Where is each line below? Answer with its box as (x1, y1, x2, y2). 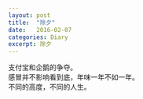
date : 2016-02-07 (8, 26, 72, 34)
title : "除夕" (8, 19, 56, 27)
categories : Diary (8, 33, 68, 41)
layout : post (8, 11, 51, 19)
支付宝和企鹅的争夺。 (8, 63, 77, 72)
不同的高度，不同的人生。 (8, 83, 91, 92)
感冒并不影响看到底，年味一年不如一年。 (8, 72, 139, 82)
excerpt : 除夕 (8, 41, 53, 48)
